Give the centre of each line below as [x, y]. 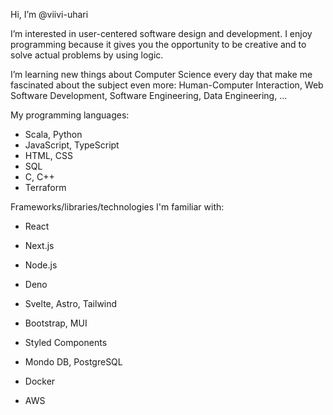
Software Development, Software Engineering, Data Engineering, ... [149, 95]
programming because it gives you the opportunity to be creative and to [158, 44]
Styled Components [66, 342]
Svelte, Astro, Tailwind [71, 303]
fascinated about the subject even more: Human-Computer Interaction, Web [167, 85]
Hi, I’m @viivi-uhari [49, 14]
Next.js [39, 245]
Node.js [41, 265]
